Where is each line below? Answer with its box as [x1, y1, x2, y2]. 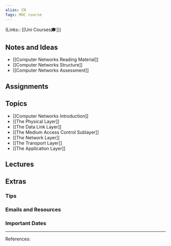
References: [5, 236, 31, 242]
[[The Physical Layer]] [12, 118, 60, 125]
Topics [5, 100, 27, 108]
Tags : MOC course [5, 12, 42, 17]
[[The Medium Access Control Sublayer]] [12, 129, 99, 135]
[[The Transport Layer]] [12, 140, 63, 146]
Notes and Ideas [5, 43, 58, 51]
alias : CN [5, 7, 26, 13]
